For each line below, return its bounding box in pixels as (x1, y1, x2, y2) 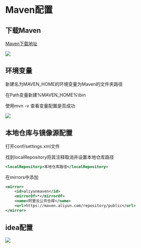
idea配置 (5, 224, 33, 232)
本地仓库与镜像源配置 (5, 129, 73, 137)
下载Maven (5, 26, 41, 35)
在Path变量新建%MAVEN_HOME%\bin (5, 92, 86, 98)
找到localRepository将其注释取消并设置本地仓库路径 (5, 154, 114, 160)
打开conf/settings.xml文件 (5, 143, 60, 149)
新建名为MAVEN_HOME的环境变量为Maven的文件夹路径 (5, 81, 123, 87)
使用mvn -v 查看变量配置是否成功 (5, 103, 76, 109)
